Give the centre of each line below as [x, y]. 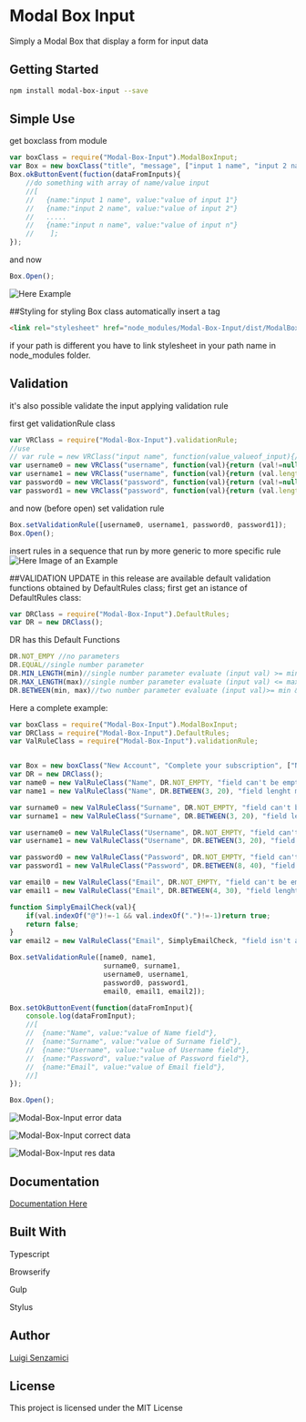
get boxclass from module [58, 141]
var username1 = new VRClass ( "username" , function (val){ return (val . [144, 474]
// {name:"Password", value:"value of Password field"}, [138, 1058]
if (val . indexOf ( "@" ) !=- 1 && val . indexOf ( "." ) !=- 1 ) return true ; [148, 916]
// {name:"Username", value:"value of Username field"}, [138, 1050]
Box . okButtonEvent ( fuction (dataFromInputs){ [95, 175]
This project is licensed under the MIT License [97, 1408]
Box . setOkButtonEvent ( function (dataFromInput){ [102, 1008]
